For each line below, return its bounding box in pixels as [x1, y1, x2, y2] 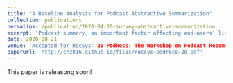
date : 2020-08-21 [7, 36, 58, 43]
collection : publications [7, 17, 82, 24]
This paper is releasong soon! [7, 67, 92, 76]
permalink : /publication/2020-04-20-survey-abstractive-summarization [7, 23, 216, 30]
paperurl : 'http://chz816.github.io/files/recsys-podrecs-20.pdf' [7, 49, 203, 56]
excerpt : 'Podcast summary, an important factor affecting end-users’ [7, 29, 216, 37]
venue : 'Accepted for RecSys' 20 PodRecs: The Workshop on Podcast [7, 42, 207, 49]
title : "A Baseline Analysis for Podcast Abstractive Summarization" [7, 10, 213, 17]
